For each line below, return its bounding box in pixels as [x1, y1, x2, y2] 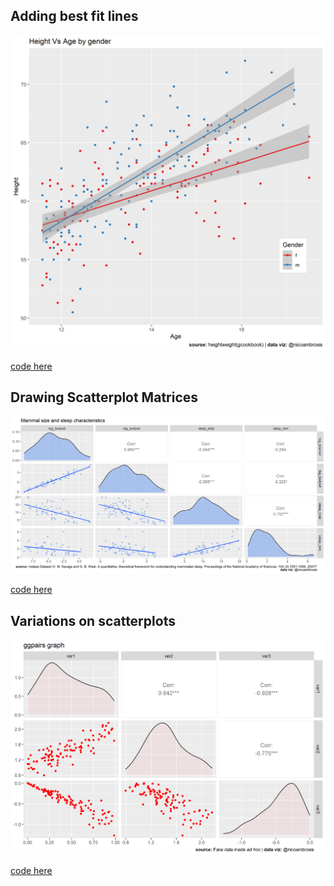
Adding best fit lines [10, 8, 139, 25]
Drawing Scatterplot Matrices [10, 389, 199, 406]
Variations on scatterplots [10, 612, 176, 629]
